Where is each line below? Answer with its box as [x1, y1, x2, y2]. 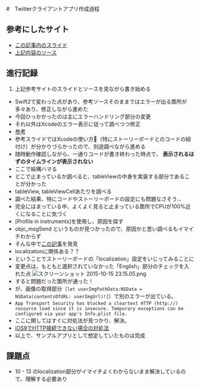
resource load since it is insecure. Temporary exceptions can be [14, 305, 184, 311]
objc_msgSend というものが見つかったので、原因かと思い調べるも [14, 225, 179, 232]
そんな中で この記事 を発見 [14, 240, 78, 247]
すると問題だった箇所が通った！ [14, 277, 94, 284]
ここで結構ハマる [14, 165, 57, 172]
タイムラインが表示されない [25, 157, 94, 165]
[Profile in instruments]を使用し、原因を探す [14, 217, 124, 225]
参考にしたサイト [6, 25, 69, 35]
